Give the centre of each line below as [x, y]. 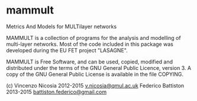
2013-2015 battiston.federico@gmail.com [56, 92]
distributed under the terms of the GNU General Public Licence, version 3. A [98, 68]
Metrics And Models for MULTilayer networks [62, 26]
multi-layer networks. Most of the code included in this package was [90, 44]
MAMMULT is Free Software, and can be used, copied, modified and [90, 62]
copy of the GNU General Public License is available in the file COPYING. [95, 74]
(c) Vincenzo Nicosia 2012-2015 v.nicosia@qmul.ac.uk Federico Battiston [95, 85]
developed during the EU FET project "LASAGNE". [67, 50]
